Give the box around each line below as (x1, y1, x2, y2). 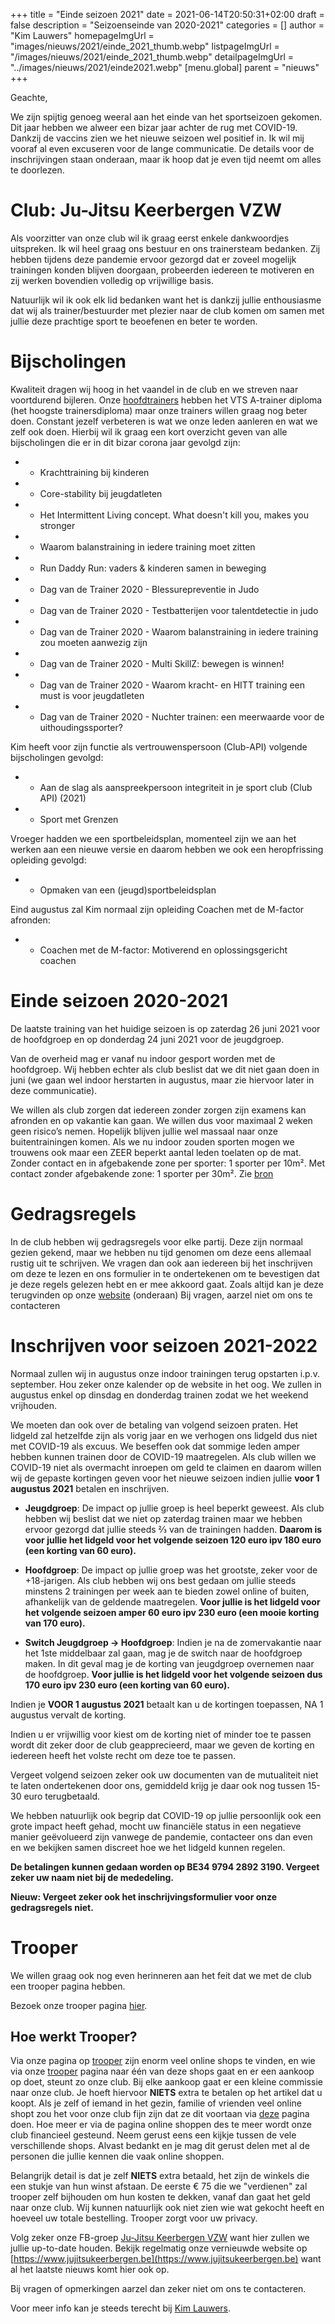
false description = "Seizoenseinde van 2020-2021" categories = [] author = (10, 19, 325, 31)
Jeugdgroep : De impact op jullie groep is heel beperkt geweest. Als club (24, 1502, 325, 1514)
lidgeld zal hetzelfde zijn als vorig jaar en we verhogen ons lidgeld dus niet (10, 1429, 318, 1441)
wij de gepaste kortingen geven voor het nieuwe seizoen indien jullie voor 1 (10, 1472, 320, 1484)
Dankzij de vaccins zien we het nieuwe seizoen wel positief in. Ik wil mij (10, 132, 305, 144)
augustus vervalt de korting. (10, 1709, 127, 1721)
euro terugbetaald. (23, 1790, 101, 1802)
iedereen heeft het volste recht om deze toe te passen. (10, 1749, 236, 1761)
